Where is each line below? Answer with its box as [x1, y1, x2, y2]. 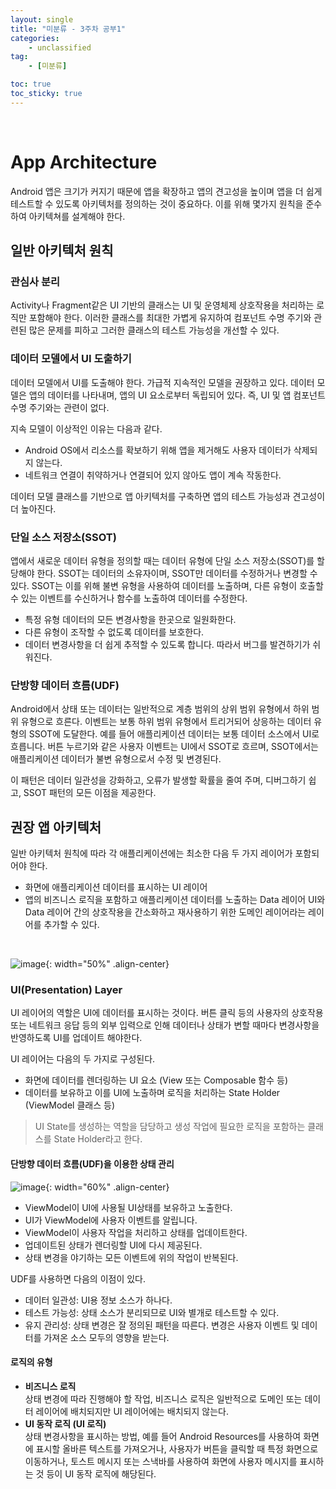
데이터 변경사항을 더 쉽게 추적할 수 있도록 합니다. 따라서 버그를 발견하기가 [24, 638, 311, 650]
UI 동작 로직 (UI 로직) [24, 1417, 107, 1430]
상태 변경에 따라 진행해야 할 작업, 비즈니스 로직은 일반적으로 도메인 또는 [24, 1392, 303, 1405]
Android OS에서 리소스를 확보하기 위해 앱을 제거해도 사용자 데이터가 [24, 444, 292, 456]
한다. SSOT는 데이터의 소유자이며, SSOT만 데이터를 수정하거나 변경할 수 [36, 567, 318, 579]
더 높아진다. [10, 502, 57, 515]
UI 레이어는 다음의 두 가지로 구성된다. [10, 1053, 156, 1065]
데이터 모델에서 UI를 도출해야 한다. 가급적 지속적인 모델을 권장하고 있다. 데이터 [10, 376, 315, 388]
